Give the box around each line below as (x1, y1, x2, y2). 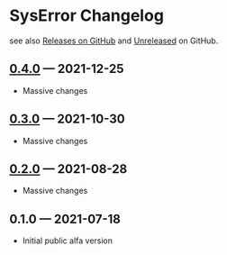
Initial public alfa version (22, 235, 113, 246)
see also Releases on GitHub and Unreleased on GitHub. (9, 35, 219, 46)
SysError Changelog (9, 5, 165, 26)
